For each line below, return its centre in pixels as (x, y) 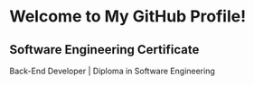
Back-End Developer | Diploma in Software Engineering (112, 71)
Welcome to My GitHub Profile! (128, 17)
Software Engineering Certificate (104, 50)
